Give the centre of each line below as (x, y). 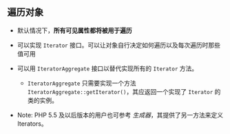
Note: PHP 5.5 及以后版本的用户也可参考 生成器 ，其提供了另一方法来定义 (120, 115)
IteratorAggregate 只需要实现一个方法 (82, 83)
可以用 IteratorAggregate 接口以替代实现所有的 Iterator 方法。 (107, 68)
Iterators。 (32, 124)
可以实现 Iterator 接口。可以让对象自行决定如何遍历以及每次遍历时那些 (118, 45)
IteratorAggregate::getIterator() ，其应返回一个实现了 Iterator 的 (124, 91)
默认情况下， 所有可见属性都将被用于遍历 (74, 30)
